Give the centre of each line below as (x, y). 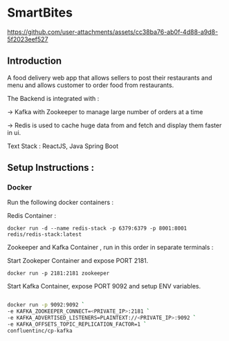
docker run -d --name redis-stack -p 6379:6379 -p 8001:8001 (97, 229)
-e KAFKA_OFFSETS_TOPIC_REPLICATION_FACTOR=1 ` (77, 324)
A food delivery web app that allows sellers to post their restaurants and (110, 77)
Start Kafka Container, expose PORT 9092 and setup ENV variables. (104, 286)
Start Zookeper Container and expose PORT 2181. (78, 261)
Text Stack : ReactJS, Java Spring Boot (63, 146)
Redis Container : (32, 216)
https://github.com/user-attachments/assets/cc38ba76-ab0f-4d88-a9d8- (113, 32)
